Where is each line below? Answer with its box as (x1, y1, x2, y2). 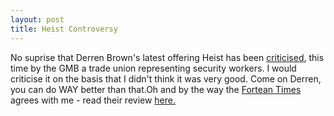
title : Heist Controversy (10, 24, 118, 34)
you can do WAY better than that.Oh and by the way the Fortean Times (10, 83, 302, 95)
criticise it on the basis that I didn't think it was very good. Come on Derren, (10, 72, 322, 85)
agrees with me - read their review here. (10, 94, 177, 106)
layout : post (10, 14, 65, 25)
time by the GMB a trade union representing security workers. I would (10, 62, 297, 74)
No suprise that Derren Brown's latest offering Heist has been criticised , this (10, 51, 325, 63)
